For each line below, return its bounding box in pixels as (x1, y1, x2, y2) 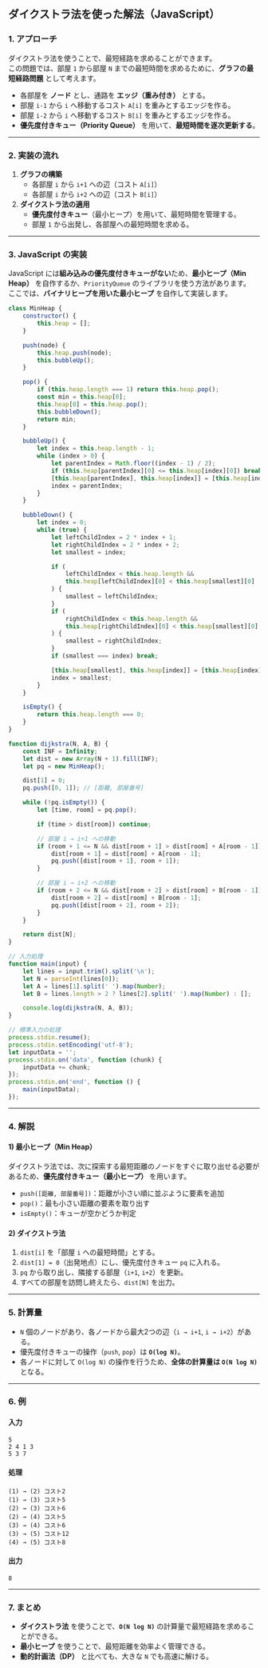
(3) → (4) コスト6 (8, 1521, 66, 1530)
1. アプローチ (8, 34, 57, 45)
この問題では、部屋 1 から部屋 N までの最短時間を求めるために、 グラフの (8, 63, 247, 73)
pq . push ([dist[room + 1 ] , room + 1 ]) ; (50, 857, 180, 866)
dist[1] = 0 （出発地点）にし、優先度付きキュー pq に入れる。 (19, 1258, 225, 1267)
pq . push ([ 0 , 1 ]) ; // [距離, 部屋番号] (22, 784, 144, 792)
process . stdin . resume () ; (8, 1034, 91, 1042)
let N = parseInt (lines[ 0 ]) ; (22, 974, 120, 982)
